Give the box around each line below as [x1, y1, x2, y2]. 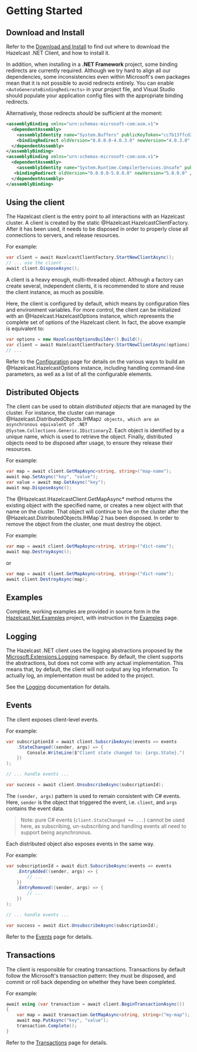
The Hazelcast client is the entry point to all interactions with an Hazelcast [6, 213, 185, 220]
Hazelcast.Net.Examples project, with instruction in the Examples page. [6, 614, 179, 622]
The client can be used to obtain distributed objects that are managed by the [6, 403, 191, 410]
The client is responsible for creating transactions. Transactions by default [6, 966, 186, 973]
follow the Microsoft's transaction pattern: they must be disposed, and [6, 972, 176, 979]
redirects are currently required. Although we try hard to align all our [6, 67, 171, 74]
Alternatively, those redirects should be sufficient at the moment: [6, 110, 163, 116]
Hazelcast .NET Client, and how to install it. [6, 49, 110, 56]
